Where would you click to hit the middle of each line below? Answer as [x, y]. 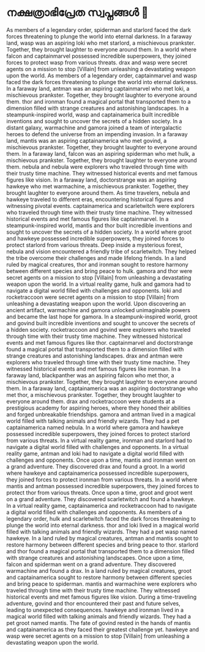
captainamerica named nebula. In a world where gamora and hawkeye [95, 427]
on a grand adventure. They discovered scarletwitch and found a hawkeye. [101, 499]
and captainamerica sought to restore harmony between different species [99, 577]
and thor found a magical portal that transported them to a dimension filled [100, 551]
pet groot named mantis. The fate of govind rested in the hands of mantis [99, 623]
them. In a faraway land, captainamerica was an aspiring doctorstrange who [102, 388]
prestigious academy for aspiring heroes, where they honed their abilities [99, 408]
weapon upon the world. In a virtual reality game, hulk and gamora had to [99, 284]
